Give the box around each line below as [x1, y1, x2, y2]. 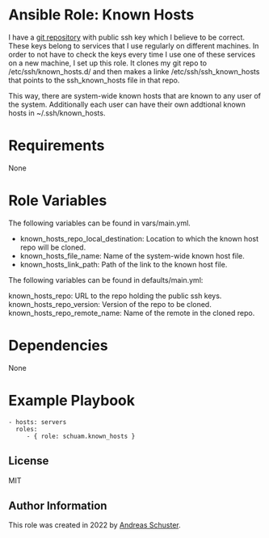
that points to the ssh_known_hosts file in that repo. [8, 75, 180, 85]
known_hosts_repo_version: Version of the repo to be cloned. [8, 299, 212, 309]
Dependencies [8, 337, 108, 355]
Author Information [8, 498, 107, 512]
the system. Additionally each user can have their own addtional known [8, 99, 246, 109]
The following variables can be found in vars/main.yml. [8, 218, 191, 228]
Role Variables [8, 191, 107, 210]
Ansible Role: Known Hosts [8, 6, 195, 24]
